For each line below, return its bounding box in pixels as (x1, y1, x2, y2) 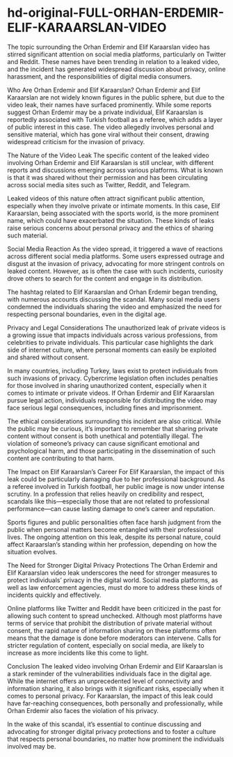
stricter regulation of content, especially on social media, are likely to (7, 641, 204, 649)
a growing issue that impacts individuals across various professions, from (7, 331, 218, 339)
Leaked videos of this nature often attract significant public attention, (7, 194, 205, 203)
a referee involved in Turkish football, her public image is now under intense (7, 482, 225, 490)
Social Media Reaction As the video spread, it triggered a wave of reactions (7, 244, 223, 253)
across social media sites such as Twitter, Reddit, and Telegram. (7, 180, 191, 189)
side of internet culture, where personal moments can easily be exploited (7, 345, 217, 354)
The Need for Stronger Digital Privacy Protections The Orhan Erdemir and (7, 561, 218, 569)
